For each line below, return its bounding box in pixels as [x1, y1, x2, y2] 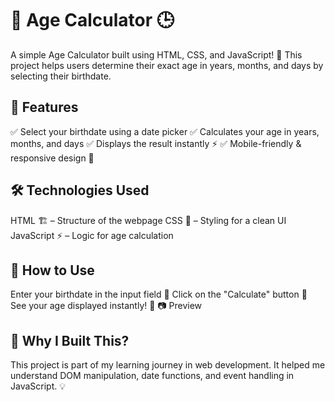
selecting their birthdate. [10, 70, 112, 82]
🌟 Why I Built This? [10, 332, 130, 349]
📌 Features [10, 99, 79, 116]
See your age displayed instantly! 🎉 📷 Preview [10, 300, 203, 312]
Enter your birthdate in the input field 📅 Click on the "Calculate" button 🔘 [10, 288, 308, 301]
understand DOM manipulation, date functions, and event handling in [10, 370, 295, 382]
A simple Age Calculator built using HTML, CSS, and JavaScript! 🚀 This [10, 48, 303, 61]
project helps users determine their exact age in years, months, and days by [10, 59, 324, 71]
